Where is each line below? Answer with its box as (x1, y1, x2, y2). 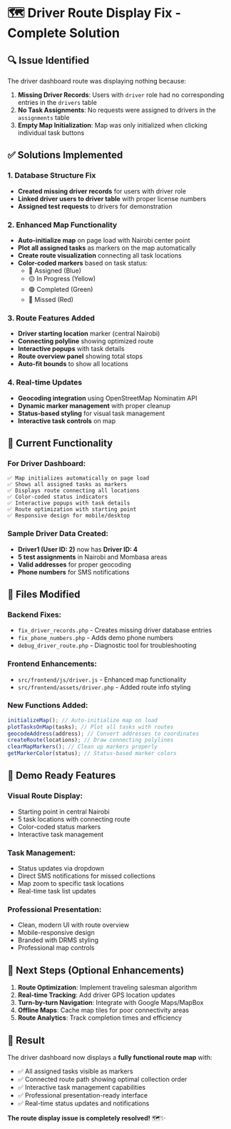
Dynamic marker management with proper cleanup (17, 401, 171, 410)
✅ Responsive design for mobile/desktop (7, 512, 130, 520)
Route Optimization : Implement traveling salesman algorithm (17, 983, 197, 992)
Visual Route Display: (7, 791, 83, 801)
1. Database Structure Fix (7, 171, 96, 181)
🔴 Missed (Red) (28, 295, 73, 303)
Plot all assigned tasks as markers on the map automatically (17, 243, 196, 252)
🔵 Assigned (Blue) (28, 266, 82, 275)
